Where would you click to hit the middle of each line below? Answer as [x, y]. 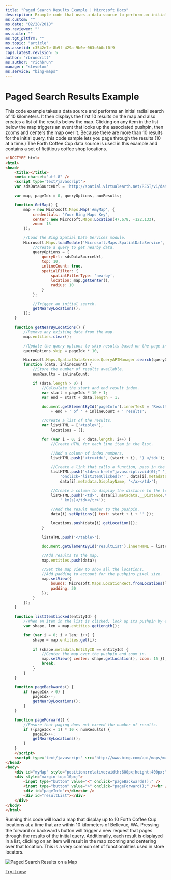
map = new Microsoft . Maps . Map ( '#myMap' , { [69, 209]
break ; [49, 664]
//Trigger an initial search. [64, 304]
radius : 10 [62, 285]
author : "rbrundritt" [28, 57]
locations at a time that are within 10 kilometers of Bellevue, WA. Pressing [82, 825]
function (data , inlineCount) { [58, 365]
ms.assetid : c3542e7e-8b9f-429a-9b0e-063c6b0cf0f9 [60, 48]
